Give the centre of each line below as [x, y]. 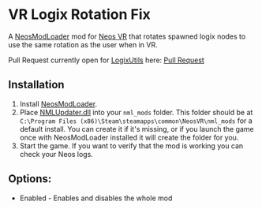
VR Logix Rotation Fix [80, 15]
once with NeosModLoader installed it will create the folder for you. [129, 137]
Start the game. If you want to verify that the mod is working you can [131, 146]
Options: [30, 179]
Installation [36, 85]
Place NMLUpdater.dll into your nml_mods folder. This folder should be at [136, 112]
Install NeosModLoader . [58, 103]
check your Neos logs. [56, 154]
